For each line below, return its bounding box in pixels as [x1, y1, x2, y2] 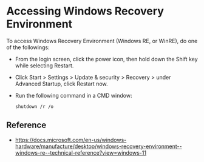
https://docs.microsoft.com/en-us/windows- [15, 136, 127, 143]
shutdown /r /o [15, 103, 54, 110]
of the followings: [6, 44, 50, 51]
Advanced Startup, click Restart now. [15, 80, 108, 87]
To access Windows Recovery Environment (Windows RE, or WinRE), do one [6, 37, 198, 44]
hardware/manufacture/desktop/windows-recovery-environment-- [15, 143, 182, 150]
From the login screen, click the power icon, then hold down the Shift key [15, 55, 199, 62]
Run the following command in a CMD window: [15, 92, 132, 99]
